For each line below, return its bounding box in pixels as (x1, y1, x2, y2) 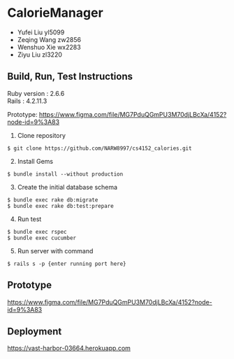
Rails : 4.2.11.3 (7, 97, 47, 105)
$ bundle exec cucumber (7, 234, 77, 241)
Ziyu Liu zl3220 (17, 50, 63, 59)
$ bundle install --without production (7, 170, 124, 178)
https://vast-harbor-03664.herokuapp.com (7, 344, 131, 353)
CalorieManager (7, 5, 103, 21)
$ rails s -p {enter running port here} (7, 260, 127, 267)
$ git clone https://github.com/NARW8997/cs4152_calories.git (7, 145, 192, 152)
